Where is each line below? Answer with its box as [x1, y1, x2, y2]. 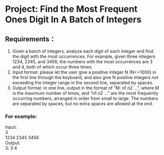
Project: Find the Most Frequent [5, 3, 138, 15]
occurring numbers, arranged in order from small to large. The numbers [12, 95, 159, 101]
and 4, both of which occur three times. [12, 64, 93, 70]
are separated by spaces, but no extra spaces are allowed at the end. [12, 101, 154, 107]
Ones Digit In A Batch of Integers [5, 14, 142, 25]
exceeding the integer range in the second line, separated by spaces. [12, 80, 154, 85]
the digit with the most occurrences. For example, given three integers [12, 53, 156, 59]
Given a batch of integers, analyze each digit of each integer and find [12, 48, 154, 54]
